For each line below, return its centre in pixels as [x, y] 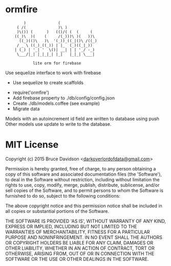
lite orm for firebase [57, 63]
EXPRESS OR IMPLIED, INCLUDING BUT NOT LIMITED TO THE [71, 226]
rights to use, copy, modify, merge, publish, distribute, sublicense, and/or [82, 185]
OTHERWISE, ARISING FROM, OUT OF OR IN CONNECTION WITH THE [80, 253]
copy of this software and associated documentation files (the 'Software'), [84, 174]
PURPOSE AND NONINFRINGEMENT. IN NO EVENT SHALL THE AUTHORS [84, 237]
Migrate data [26, 109]
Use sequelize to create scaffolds [48, 82]
